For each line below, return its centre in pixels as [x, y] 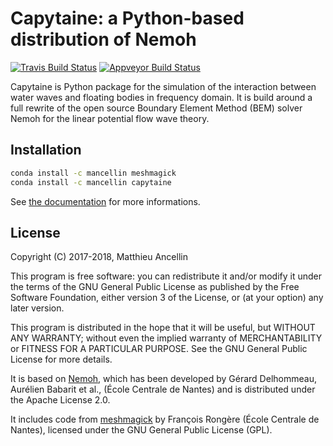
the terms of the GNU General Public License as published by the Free [155, 287]
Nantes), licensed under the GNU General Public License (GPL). [141, 430]
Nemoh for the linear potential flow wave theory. [110, 118]
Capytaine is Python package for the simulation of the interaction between [163, 86]
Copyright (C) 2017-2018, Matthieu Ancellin [99, 257]
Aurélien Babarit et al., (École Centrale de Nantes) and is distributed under [163, 389]
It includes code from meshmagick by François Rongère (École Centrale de [165, 419]
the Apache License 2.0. [60, 400]
